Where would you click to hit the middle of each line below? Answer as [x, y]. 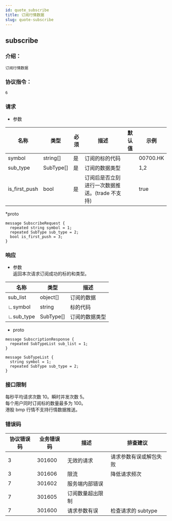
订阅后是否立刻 [102, 177]
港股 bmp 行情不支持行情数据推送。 [43, 410]
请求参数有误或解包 [134, 457]
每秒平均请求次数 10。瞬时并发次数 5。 [46, 397]
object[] [50, 297]
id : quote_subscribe [27, 10]
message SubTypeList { [29, 357]
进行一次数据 [100, 185]
